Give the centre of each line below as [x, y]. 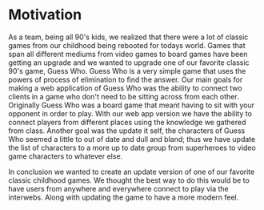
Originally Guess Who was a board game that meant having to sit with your [131, 105]
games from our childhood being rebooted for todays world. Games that [127, 45]
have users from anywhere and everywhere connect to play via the [119, 188]
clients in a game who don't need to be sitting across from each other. [124, 96]
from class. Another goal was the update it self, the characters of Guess [127, 131]
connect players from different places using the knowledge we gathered [127, 122]
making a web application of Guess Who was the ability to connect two [125, 88]
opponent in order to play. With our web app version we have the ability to [130, 113]
